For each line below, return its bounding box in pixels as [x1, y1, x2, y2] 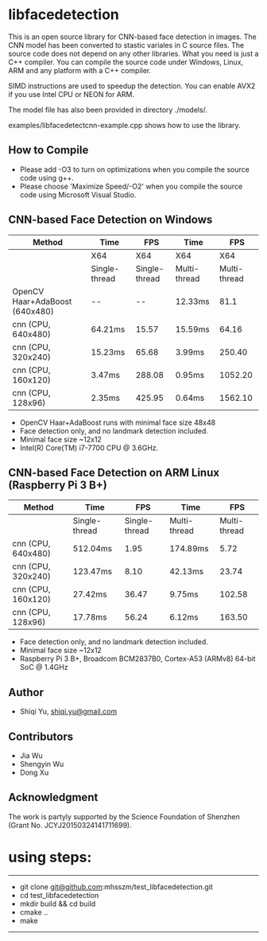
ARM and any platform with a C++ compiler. [8, 65, 152, 75]
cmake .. [19, 907, 48, 916]
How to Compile [8, 143, 89, 157]
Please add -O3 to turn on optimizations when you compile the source [19, 165, 250, 174]
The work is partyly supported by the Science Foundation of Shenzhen [8, 811, 241, 821]
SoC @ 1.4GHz [19, 663, 69, 672]
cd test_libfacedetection [19, 890, 99, 900]
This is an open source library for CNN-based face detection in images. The [8, 32, 257, 41]
